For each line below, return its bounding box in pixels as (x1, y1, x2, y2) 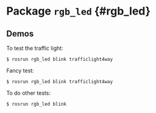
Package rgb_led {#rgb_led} (6, 4, 151, 18)
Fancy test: (6, 67, 35, 74)
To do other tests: (6, 89, 51, 97)
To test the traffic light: (6, 44, 63, 52)
